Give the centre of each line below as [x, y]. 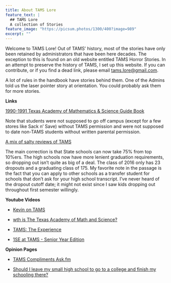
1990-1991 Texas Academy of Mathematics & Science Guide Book [75, 111]
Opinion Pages [21, 249]
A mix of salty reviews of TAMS [39, 142]
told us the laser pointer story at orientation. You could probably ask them [83, 86]
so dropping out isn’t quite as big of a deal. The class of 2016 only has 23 [83, 163]
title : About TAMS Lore [31, 10]
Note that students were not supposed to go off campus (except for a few [83, 121]
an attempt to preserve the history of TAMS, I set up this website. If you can [85, 65]
